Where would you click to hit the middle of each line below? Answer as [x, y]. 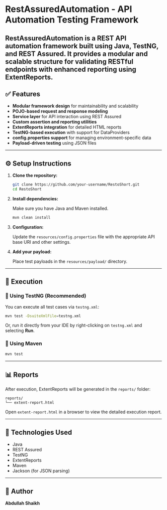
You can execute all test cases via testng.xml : [52, 307]
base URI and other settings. [42, 242]
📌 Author [19, 491]
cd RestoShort [27, 189]
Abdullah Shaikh [23, 503]
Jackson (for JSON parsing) [41, 471]
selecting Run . [20, 331]
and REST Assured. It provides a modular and [77, 54]
